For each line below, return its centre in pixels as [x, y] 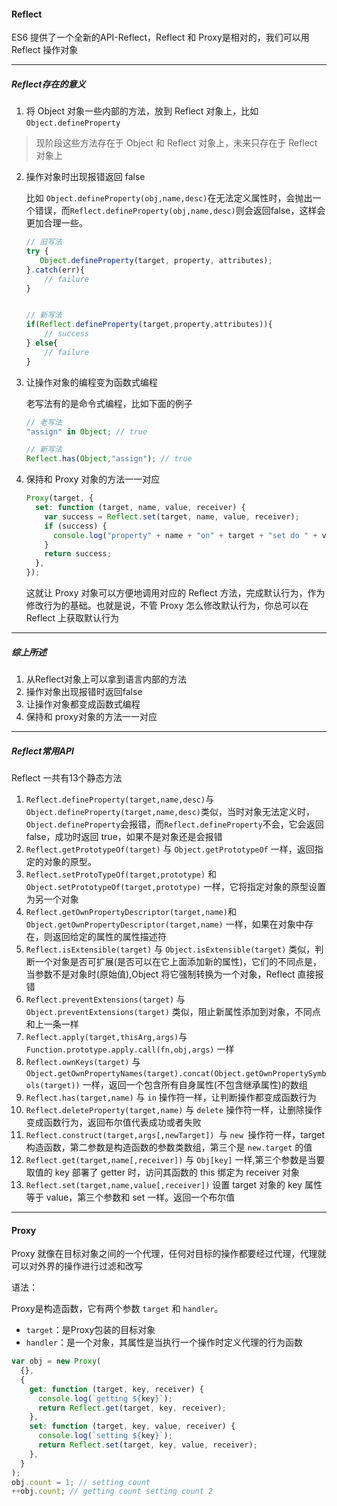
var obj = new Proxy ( [56, 1361]
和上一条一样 [52, 1024]
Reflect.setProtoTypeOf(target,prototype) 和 [121, 874]
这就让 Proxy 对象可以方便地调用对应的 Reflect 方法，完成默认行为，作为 [175, 593]
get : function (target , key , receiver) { [116, 1389]
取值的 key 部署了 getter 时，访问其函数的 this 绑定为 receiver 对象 [163, 1172]
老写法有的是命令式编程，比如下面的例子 [109, 403]
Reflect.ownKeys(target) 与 [83, 1061]
